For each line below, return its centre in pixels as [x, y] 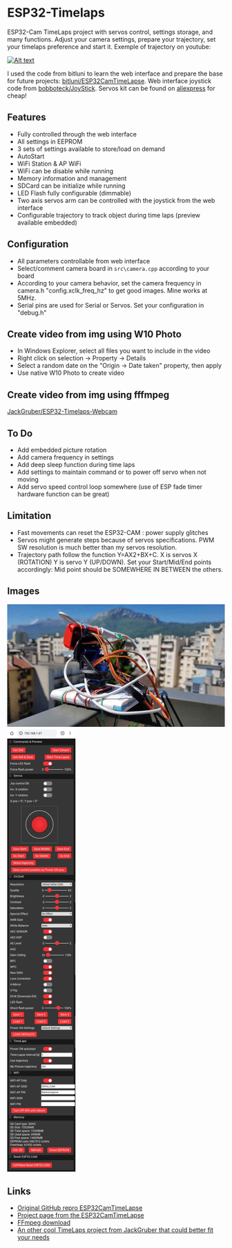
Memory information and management [72, 178]
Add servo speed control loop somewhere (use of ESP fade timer [109, 487]
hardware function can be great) [63, 494]
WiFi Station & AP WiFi [49, 164]
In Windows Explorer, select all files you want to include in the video [114, 351]
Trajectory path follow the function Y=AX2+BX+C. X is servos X [107, 554]
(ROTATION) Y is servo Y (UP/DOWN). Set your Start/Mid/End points [114, 562]
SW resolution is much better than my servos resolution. [97, 547]
